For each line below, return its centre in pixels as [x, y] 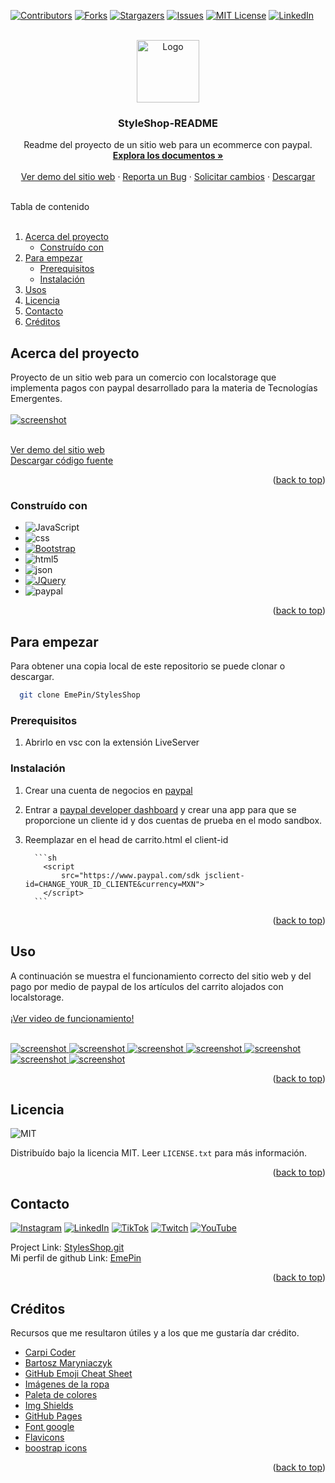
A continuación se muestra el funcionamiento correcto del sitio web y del [161, 976]
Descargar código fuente [62, 461]
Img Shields [49, 1405]
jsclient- [224, 875]
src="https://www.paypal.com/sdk [130, 875]
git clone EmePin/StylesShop [80, 695]
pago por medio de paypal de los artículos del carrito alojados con [147, 986]
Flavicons [44, 1437]
